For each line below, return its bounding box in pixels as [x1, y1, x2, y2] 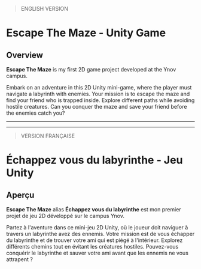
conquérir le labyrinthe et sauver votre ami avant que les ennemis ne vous [6, 249, 188, 256]
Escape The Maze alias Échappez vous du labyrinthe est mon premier [6, 206, 181, 213]
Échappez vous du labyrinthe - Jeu [6, 153, 183, 167]
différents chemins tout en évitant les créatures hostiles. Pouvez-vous [6, 243, 179, 250]
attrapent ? [6, 256, 33, 263]
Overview [6, 50, 44, 60]
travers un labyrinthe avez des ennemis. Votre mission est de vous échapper [6, 231, 195, 237]
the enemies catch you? [6, 109, 65, 116]
